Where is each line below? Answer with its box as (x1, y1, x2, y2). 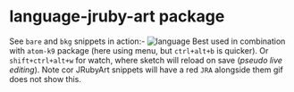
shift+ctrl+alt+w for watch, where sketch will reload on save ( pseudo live (9, 54, 283, 65)
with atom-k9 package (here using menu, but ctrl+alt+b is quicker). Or (9, 45, 269, 55)
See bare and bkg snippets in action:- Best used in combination (9, 36, 286, 46)
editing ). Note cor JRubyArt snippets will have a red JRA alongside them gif (9, 64, 283, 75)
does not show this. (9, 73, 82, 84)
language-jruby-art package (9, 6, 225, 27)
